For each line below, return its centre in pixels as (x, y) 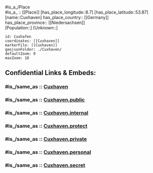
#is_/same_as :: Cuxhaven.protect (46, 126)
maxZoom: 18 (17, 58)
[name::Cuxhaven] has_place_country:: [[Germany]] (57, 17)
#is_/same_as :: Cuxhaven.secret (45, 165)
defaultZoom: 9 (20, 54)
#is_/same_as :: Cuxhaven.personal (48, 152)
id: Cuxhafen (18, 37)
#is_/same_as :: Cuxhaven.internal (47, 113)
